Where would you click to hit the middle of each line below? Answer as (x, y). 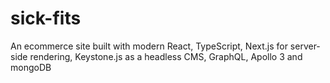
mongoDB (31, 67)
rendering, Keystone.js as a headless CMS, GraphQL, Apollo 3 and (166, 56)
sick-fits (46, 18)
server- (305, 46)
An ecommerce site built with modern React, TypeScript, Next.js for (149, 46)
